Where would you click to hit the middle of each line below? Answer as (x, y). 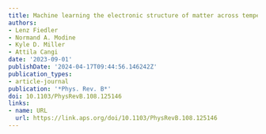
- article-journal (38, 81)
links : (19, 103)
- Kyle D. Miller (37, 45)
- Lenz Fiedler (33, 30)
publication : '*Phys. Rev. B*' (60, 89)
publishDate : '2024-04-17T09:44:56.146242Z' (83, 67)
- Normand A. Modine (42, 37)
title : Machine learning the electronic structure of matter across (123, 15)
